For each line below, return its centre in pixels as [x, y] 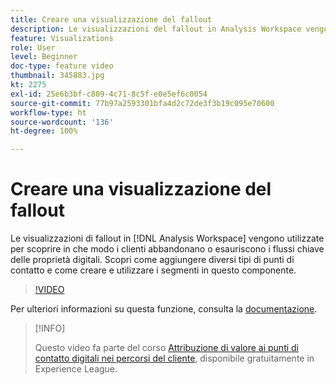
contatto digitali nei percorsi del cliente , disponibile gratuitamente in [174, 358]
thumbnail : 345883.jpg [57, 76]
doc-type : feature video [62, 66]
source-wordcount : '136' [62, 122]
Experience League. [76, 369]
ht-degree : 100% [44, 131]
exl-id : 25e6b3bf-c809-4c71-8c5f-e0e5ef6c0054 [109, 94]
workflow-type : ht [48, 112]
